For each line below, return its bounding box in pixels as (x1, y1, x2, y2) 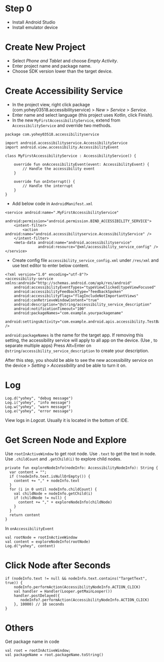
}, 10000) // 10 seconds (14, 602, 64, 607)
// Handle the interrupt (22, 183, 73, 188)
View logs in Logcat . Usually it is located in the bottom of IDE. (5, 417, 129, 423)
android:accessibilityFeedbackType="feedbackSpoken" (14, 289, 123, 294)
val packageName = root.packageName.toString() (5, 652, 104, 657)
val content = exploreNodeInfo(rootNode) (5, 539, 91, 544)
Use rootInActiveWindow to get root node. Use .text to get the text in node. (5, 451, 156, 457)
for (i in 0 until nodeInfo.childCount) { (9, 486, 97, 492)
